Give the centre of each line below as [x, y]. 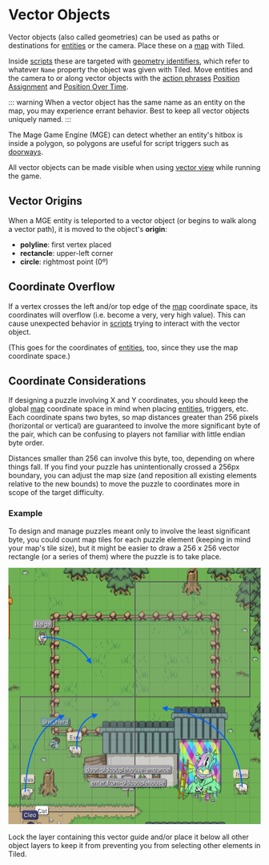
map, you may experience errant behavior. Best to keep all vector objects [129, 111]
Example [26, 514]
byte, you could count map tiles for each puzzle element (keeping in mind [129, 539]
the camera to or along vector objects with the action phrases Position [124, 78]
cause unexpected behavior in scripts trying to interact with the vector [124, 323]
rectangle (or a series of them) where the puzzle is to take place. [115, 556]
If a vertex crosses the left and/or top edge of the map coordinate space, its [133, 306]
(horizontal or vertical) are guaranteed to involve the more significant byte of [134, 426]
